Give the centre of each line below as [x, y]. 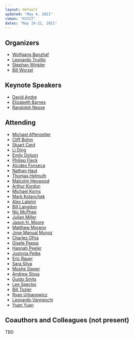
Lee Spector [24, 284]
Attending [20, 123]
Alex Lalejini [24, 201]
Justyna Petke [26, 253]
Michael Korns [26, 191]
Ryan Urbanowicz [30, 294]
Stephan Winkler [29, 65]
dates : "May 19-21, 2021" [31, 23]
